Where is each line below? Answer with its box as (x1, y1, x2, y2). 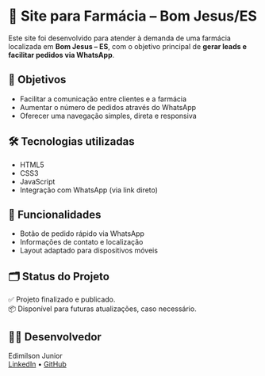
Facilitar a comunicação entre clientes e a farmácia (19, 94, 187, 104)
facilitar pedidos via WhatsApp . (8, 50, 115, 59)
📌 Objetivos (8, 73, 67, 86)
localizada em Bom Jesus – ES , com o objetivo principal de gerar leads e (8, 41, 248, 51)
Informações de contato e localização (19, 237, 144, 247)
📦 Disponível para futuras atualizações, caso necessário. (8, 304, 197, 313)
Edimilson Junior (8, 351, 63, 360)
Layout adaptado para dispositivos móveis (19, 245, 159, 256)
